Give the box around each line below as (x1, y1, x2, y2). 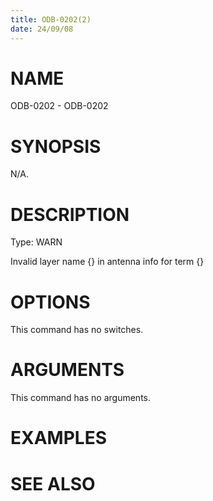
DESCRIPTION (10, 203, 130, 226)
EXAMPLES (10, 427, 107, 450)
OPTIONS (10, 291, 91, 313)
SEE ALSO (10, 472, 96, 495)
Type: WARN (10, 236, 63, 248)
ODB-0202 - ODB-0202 (10, 100, 109, 112)
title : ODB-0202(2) (10, 14, 92, 25)
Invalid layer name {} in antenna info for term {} (10, 256, 205, 268)
